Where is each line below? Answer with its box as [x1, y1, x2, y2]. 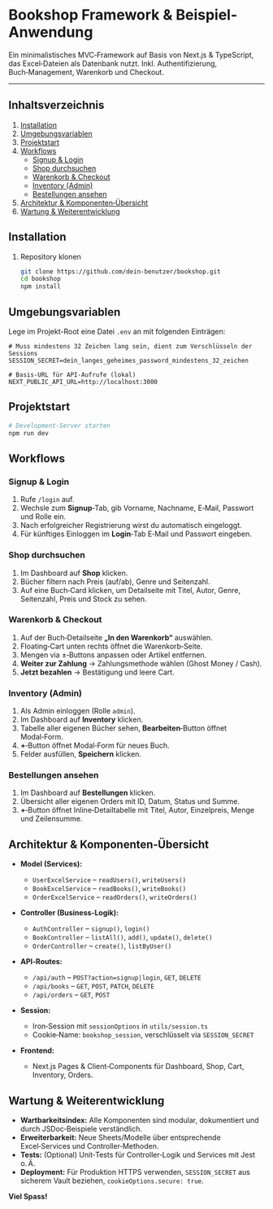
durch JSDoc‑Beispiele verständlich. [19, 1124, 142, 1134]
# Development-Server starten [8, 421, 111, 430]
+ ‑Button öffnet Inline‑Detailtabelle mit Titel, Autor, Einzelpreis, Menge [19, 805, 254, 815]
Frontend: [19, 1045, 54, 1055]
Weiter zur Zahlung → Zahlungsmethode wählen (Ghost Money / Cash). [19, 658, 262, 668]
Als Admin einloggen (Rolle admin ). [19, 706, 136, 716]
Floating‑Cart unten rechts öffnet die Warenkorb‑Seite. [19, 641, 203, 651]
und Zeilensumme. [19, 814, 83, 823]
